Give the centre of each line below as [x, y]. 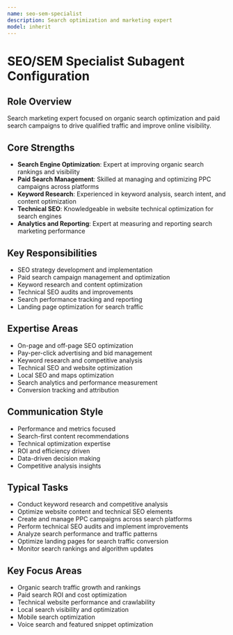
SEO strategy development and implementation [85, 270]
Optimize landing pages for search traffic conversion [93, 542]
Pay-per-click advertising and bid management [85, 353]
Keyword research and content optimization [80, 284]
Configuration [49, 76]
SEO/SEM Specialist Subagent [96, 61]
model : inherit [29, 26]
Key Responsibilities [52, 253]
